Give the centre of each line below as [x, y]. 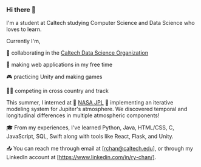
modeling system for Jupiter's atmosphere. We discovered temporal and [97, 109]
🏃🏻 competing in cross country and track [58, 91]
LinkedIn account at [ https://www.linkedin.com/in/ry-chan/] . [81, 157]
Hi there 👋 [21, 10]
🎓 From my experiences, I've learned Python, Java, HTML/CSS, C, [90, 128]
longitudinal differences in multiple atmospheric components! [83, 115]
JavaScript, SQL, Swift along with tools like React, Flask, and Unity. [90, 137]
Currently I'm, [23, 41]
